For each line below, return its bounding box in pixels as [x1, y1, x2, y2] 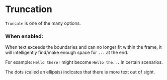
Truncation [5, 4, 52, 15]
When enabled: [5, 33, 44, 40]
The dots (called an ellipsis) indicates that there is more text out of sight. [5, 69, 155, 75]
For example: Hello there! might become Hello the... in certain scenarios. [5, 59, 163, 65]
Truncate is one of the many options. [5, 20, 81, 26]
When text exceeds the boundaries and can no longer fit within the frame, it [5, 44, 162, 50]
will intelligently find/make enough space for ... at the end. [5, 49, 129, 56]
